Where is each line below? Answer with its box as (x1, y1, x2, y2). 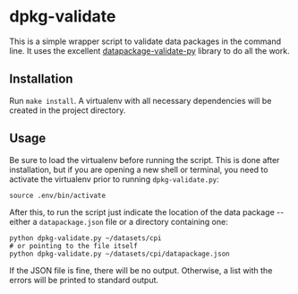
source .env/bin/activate (9, 191, 106, 200)
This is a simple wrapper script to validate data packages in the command (9, 36, 282, 47)
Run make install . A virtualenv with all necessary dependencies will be (9, 95, 272, 106)
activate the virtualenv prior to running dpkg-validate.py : (9, 173, 219, 185)
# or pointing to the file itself (9, 241, 139, 250)
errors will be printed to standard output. (9, 274, 159, 285)
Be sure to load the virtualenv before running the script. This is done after (9, 154, 280, 165)
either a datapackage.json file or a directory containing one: (9, 216, 228, 227)
